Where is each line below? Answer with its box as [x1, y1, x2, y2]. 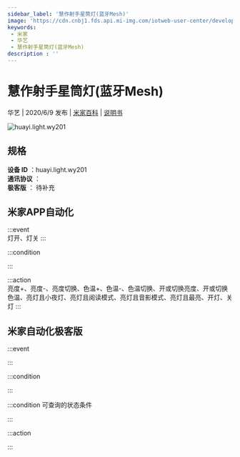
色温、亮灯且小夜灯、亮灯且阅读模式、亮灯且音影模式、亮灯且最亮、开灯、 [7, 293, 226, 302]
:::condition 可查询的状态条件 [7, 401, 93, 409]
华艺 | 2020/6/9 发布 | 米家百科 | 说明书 [7, 108, 123, 116]
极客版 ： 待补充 [7, 183, 55, 191]
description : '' [7, 51, 59, 58]
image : [7, 17, 27, 24]
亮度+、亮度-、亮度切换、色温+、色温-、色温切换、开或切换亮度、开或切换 [7, 284, 229, 293]
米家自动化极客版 [7, 325, 83, 337]
